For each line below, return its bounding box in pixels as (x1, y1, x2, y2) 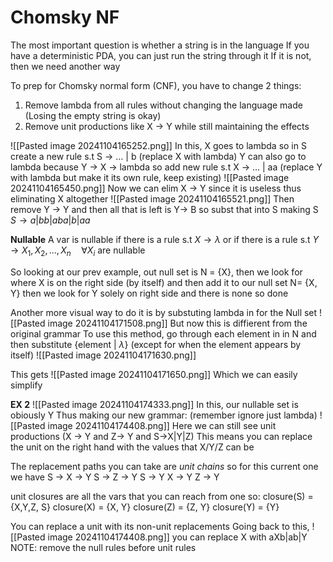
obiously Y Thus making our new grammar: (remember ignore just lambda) (10, 409, 318, 421)
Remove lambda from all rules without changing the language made (24, 99, 303, 111)
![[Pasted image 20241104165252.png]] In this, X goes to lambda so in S (10, 139, 307, 151)
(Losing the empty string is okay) (24, 109, 162, 121)
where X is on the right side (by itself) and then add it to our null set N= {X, (10, 276, 318, 288)
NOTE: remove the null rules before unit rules (10, 541, 197, 553)
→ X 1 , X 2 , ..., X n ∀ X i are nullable (10, 244, 146, 258)
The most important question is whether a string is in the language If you (10, 39, 310, 51)
